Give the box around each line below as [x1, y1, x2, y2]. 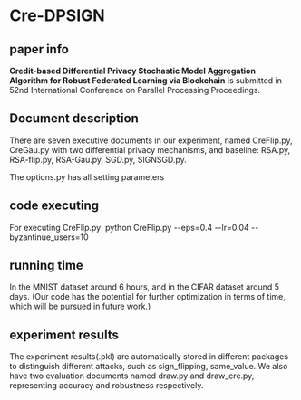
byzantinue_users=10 [9, 232, 89, 243]
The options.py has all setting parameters [9, 171, 165, 182]
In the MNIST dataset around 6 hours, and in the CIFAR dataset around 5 [9, 281, 279, 292]
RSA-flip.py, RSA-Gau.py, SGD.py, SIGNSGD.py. [9, 154, 188, 165]
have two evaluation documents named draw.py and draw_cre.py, [9, 370, 255, 381]
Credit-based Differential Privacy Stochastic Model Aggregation [9, 65, 257, 76]
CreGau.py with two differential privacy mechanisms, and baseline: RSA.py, [9, 144, 291, 155]
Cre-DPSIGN [9, 5, 106, 26]
